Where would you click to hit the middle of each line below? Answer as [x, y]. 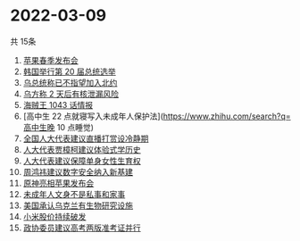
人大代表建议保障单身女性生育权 [82, 161]
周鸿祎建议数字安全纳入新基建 [78, 171]
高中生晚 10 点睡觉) [58, 127]
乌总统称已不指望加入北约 [70, 82]
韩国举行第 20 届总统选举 [70, 71]
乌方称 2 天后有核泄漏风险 [71, 94]
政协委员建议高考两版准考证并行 [82, 228]
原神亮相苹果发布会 [58, 183]
